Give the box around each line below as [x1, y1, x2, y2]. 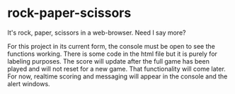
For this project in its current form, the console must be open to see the [7, 42, 216, 50]
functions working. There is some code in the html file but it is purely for [7, 49, 218, 58]
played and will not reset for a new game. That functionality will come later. [7, 64, 227, 73]
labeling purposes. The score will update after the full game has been [7, 57, 210, 65]
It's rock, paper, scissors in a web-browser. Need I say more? [7, 28, 186, 37]
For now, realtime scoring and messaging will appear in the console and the [7, 72, 228, 81]
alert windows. [7, 79, 51, 88]
